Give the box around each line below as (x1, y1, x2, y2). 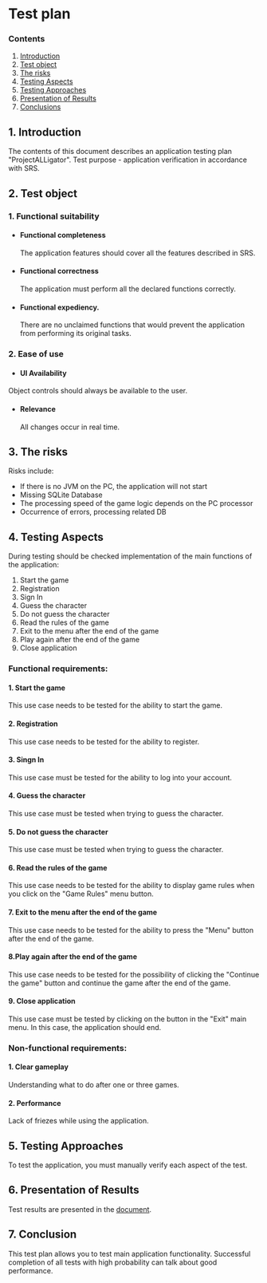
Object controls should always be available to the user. (8, 386, 188, 396)
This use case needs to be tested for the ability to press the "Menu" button (8, 925, 254, 934)
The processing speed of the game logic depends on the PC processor (19, 499, 253, 508)
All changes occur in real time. (19, 422, 120, 432)
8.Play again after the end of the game (8, 952, 138, 961)
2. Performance (8, 1098, 61, 1107)
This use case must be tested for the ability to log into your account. (8, 772, 233, 782)
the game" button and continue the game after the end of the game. (8, 978, 231, 988)
